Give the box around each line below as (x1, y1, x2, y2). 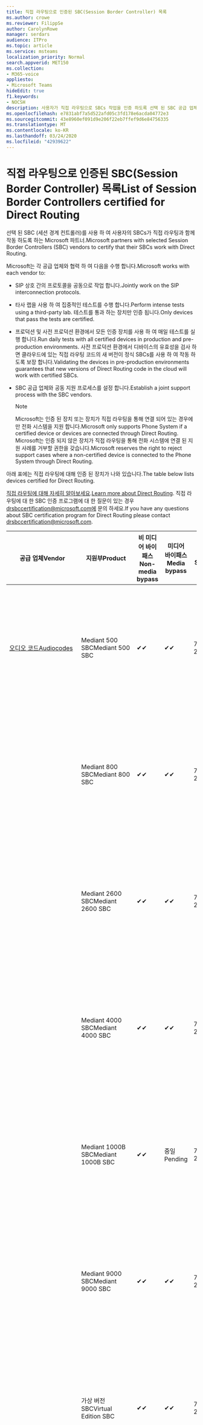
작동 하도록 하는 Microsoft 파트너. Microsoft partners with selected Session (6, 236, 188, 243)
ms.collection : (6, 65, 45, 72)
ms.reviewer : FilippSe (6, 20, 63, 26)
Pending (164, 1154, 188, 1163)
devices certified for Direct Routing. (6, 477, 95, 484)
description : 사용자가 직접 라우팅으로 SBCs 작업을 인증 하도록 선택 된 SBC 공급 (6, 104, 187, 111)
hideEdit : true (6, 88, 45, 94)
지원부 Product (85, 553, 126, 562)
